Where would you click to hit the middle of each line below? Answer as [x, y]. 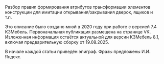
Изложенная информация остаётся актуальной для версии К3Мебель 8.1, [82, 37]
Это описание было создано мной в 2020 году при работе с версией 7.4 [81, 27]
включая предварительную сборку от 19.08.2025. [57, 42]
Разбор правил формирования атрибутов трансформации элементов [78, 7]
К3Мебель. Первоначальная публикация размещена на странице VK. [78, 32]
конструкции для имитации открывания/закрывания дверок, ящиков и [79, 12]
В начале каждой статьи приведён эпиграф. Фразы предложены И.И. [78, 51]
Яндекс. [13, 57]
